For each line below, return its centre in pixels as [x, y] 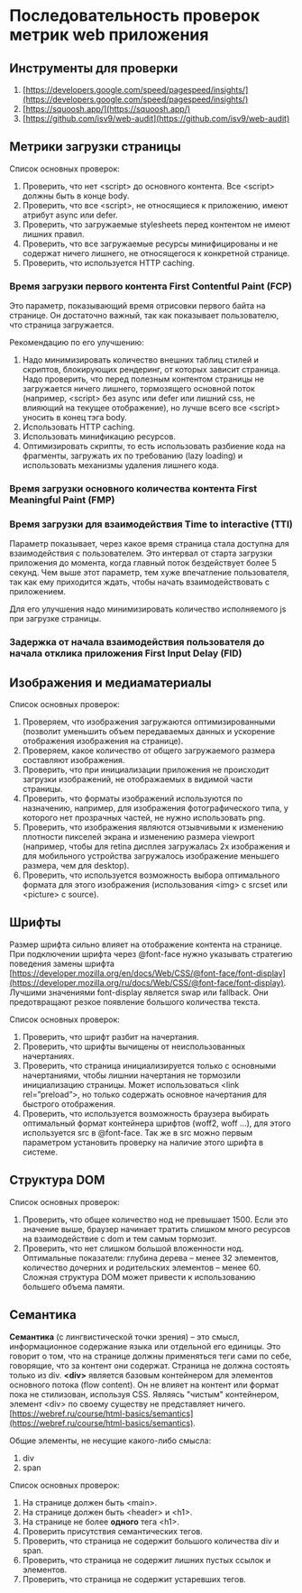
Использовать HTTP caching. [78, 427]
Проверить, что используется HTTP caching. [109, 262]
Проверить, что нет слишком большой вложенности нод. [133, 1248]
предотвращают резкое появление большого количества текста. [135, 1001]
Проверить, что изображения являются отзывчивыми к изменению [153, 827]
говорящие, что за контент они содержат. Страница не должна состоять [150, 1365]
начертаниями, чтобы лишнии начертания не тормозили [132, 1075]
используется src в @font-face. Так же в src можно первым [137, 1132]
